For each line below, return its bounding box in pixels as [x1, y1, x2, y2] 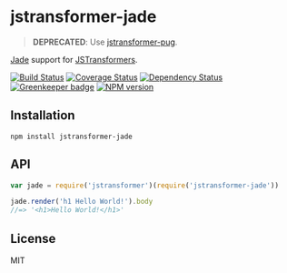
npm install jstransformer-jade [10, 132, 133, 141]
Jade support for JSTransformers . [10, 54, 138, 65]
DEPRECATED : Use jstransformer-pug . [32, 36, 178, 47]
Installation [10, 107, 75, 124]
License [10, 230, 56, 247]
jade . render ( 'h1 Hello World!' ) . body [10, 197, 153, 207]
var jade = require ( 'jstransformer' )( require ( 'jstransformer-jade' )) [10, 180, 280, 190]
